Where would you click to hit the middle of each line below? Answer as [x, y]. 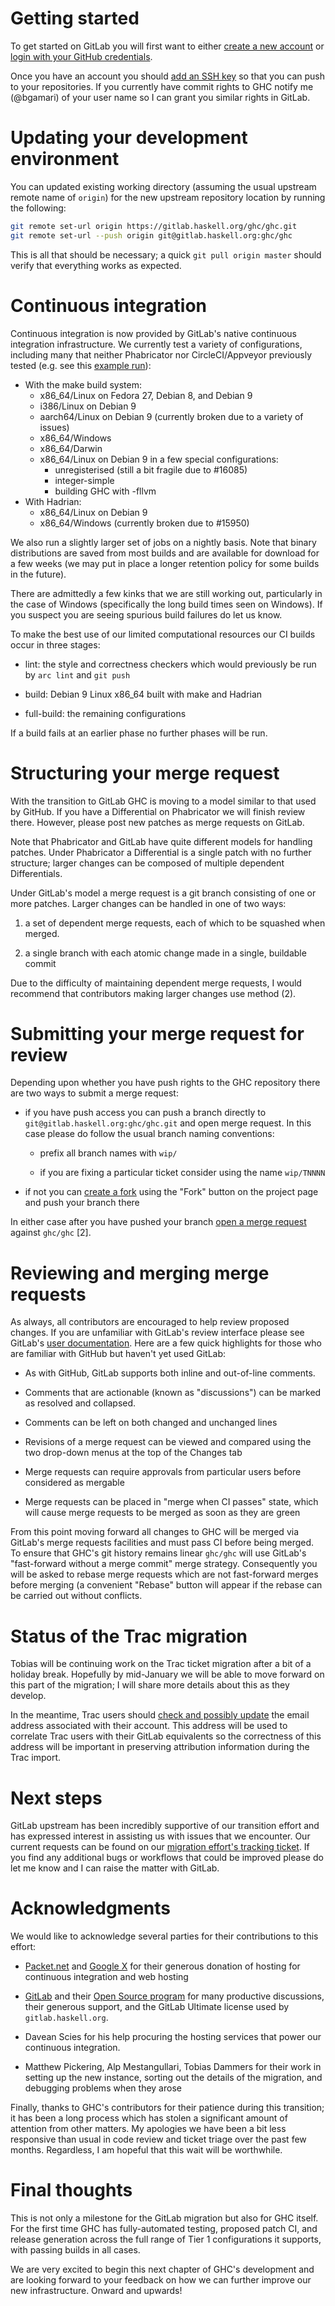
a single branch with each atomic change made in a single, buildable [165, 953]
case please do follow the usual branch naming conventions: [149, 1134]
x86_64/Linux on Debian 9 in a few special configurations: [159, 459]
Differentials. [36, 873]
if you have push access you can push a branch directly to [145, 1113]
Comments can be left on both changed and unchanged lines [151, 1423]
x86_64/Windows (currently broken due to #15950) [144, 523]
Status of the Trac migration [129, 1636]
